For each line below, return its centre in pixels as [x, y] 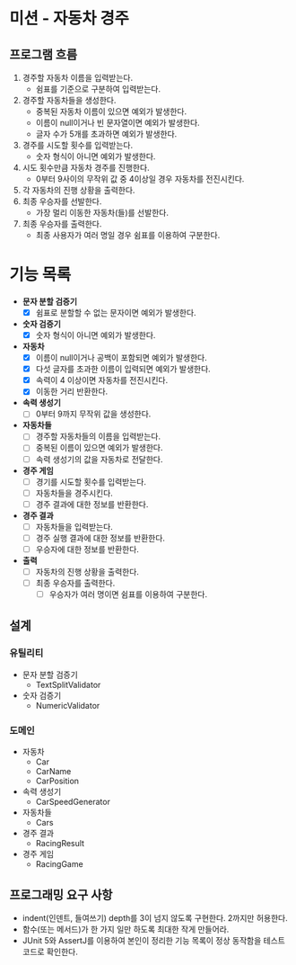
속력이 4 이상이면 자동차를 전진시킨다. [102, 380]
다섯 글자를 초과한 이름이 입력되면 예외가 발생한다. [123, 369]
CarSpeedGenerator [73, 802]
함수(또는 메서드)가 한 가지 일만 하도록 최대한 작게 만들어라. [126, 929]
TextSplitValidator [68, 684]
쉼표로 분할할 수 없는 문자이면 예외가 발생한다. [116, 312]
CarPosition [57, 781]
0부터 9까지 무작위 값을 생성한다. [93, 414]
